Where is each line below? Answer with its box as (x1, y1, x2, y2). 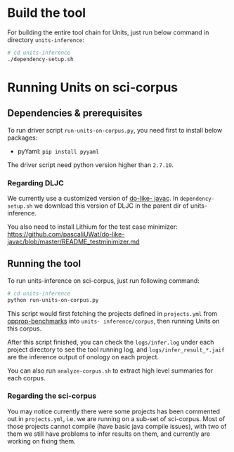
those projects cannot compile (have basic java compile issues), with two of (7, 422, 227, 430)
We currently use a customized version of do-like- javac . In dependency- (7, 194, 215, 202)
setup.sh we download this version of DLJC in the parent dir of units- (7, 201, 207, 210)
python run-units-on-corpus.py (7, 296, 99, 303)
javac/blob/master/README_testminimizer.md (7, 237, 140, 246)
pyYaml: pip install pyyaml (17, 147, 100, 155)
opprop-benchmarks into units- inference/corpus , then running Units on (7, 317, 220, 325)
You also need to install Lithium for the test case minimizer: (7, 222, 178, 231)
